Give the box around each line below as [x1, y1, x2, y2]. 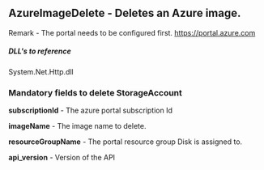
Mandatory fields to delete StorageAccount [8, 87, 182, 98]
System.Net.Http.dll [8, 66, 75, 76]
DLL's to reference [8, 46, 71, 56]
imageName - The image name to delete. [8, 121, 147, 131]
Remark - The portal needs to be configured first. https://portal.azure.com [8, 28, 256, 37]
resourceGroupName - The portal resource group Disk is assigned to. [8, 137, 243, 147]
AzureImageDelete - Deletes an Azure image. [8, 6, 241, 20]
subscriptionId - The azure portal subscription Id [8, 105, 172, 116]
